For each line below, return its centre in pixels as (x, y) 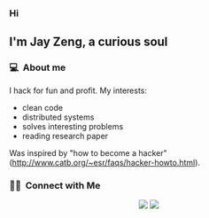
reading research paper (65, 136)
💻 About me (38, 67)
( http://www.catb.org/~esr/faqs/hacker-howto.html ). (105, 162)
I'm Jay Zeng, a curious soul (89, 42)
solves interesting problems (73, 126)
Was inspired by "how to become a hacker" (88, 152)
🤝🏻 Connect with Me (55, 185)
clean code (43, 107)
